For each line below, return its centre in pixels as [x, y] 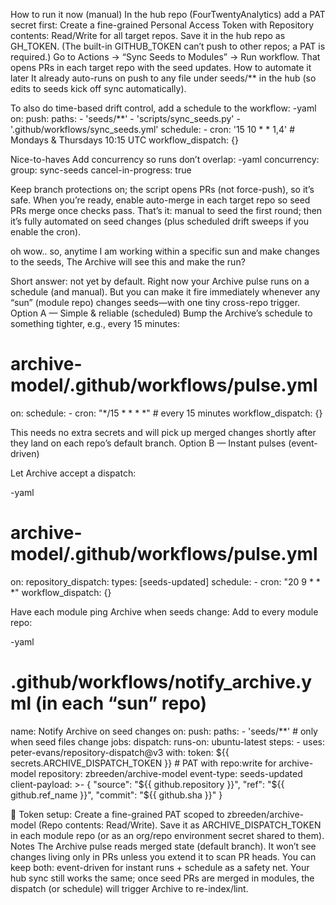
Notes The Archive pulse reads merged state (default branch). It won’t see [163, 846]
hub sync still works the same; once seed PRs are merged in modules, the [162, 878]
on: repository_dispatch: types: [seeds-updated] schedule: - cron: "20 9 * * [165, 581]
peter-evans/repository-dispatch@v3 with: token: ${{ [120, 752]
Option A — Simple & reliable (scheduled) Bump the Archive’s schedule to [161, 313]
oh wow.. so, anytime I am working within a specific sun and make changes [165, 251]
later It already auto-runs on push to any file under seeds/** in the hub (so [163, 78]
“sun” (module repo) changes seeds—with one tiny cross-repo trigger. [155, 302]
